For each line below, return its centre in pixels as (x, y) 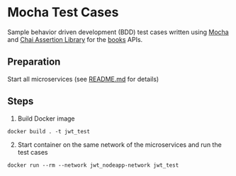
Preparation (34, 62)
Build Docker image (46, 119)
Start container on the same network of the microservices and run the (119, 144)
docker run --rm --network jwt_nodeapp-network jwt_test (93, 165)
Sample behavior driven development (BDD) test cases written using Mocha (118, 32)
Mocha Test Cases (63, 12)
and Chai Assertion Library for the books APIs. (75, 39)
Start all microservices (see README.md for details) (83, 79)
